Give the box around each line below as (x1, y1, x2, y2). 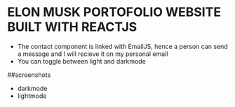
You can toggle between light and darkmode (17, 57, 146, 65)
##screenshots (7, 71, 51, 79)
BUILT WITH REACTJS (7, 19, 137, 35)
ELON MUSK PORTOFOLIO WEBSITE (7, 4, 222, 20)
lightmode (17, 92, 47, 100)
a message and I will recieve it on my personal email (17, 50, 168, 58)
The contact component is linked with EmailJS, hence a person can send (17, 42, 228, 50)
